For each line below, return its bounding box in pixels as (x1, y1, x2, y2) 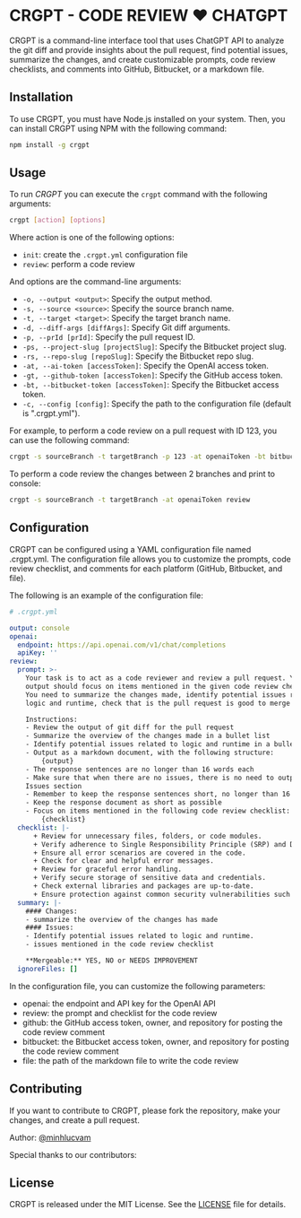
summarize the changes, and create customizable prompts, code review (9, 54, 276, 65)
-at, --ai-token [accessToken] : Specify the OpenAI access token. (21, 361, 269, 371)
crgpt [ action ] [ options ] (9, 216, 106, 225)
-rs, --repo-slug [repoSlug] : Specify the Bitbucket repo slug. (21, 351, 254, 361)
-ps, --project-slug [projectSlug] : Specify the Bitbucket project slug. (21, 342, 287, 352)
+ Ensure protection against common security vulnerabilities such (32, 890, 291, 899)
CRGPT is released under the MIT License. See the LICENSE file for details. (9, 1199, 287, 1210)
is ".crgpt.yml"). (21, 408, 81, 419)
